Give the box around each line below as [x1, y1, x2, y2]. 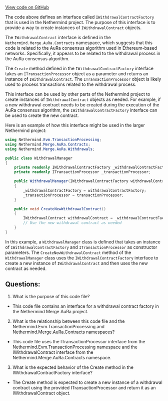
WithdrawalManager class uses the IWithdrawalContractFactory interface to [5, 254, 158, 260]
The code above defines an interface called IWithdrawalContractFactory [5, 14, 154, 20]
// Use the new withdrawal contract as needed [23, 220, 122, 225]
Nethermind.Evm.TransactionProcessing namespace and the [12, 344, 137, 350]
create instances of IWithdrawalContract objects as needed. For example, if [5, 96, 161, 102]
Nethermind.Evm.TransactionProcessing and [12, 323, 105, 329]
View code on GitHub [5, 5, 49, 10]
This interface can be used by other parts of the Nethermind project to [5, 91, 150, 97]
